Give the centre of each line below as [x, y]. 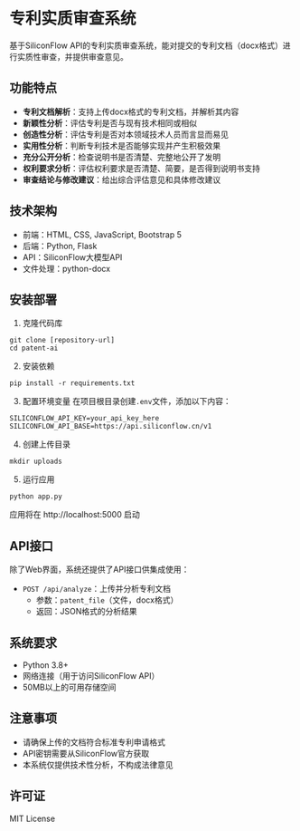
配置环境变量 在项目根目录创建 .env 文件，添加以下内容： [127, 401]
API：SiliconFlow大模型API [72, 257]
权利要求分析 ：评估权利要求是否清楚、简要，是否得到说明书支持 [141, 168]
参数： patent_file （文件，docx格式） [107, 600]
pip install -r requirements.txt [72, 383]
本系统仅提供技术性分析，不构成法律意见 [98, 764]
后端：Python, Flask [60, 246]
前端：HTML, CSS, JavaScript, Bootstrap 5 [102, 234]
